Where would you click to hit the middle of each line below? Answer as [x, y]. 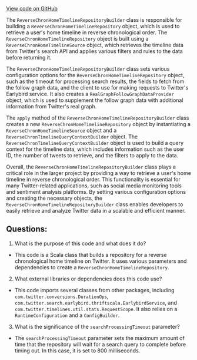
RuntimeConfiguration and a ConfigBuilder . [67, 315]
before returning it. [29, 57]
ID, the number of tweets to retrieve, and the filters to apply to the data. [92, 155]
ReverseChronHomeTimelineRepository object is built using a [77, 39]
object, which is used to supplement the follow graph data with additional [95, 100]
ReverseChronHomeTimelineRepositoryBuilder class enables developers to [95, 204]
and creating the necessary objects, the [54, 198]
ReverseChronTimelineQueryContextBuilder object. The [72, 137]
